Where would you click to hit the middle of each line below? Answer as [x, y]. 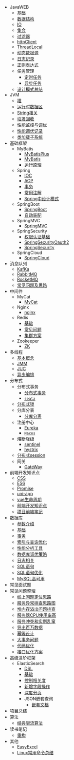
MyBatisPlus [37, 154]
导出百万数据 [30, 627]
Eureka [31, 428]
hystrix [31, 449]
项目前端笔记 [30, 512]
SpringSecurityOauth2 [46, 242]
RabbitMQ [27, 274]
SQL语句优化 [30, 573]
